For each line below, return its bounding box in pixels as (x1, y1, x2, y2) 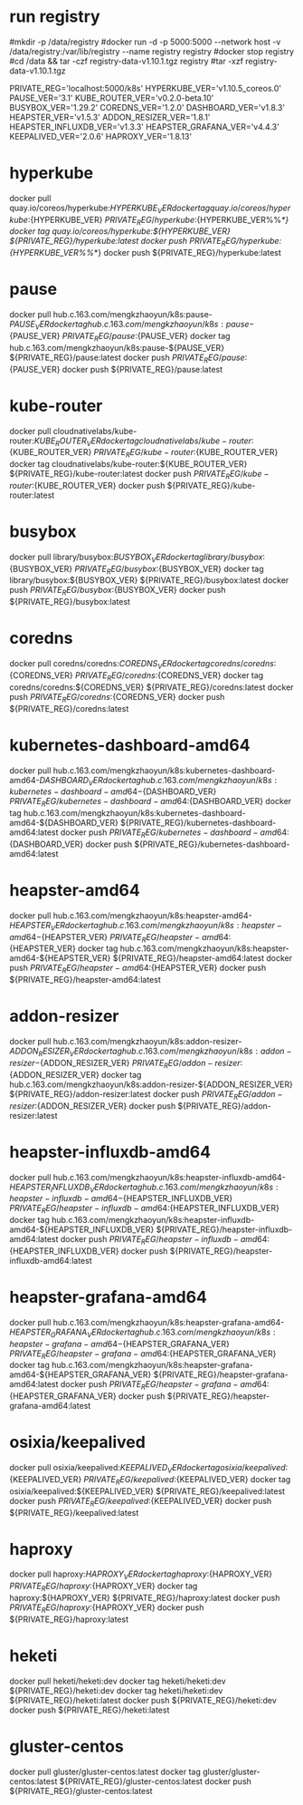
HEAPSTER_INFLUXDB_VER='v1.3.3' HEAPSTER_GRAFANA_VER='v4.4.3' (9, 121, 280, 132)
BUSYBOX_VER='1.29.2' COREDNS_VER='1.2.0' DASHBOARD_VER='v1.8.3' (9, 102, 286, 112)
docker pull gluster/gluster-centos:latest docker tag (9, 1766, 202, 1777)
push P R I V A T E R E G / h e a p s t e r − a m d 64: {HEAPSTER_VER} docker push (9, 963, 267, 975)
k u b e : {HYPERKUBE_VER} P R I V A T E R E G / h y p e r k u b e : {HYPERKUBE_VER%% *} (9, 214, 289, 228)
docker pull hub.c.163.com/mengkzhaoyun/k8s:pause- (9, 309, 213, 320)
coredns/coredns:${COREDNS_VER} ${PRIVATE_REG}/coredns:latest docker (9, 682, 294, 693)
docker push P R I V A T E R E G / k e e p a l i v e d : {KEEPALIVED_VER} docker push (9, 1495, 272, 1509)
